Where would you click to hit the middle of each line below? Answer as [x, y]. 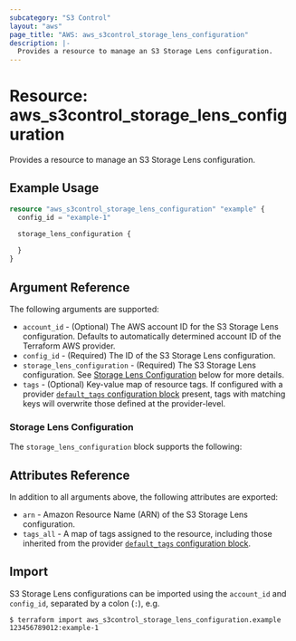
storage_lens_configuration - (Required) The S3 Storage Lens [139, 365]
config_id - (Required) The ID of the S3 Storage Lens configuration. [149, 355]
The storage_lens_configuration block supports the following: [126, 447]
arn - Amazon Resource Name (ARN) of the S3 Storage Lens [135, 515]
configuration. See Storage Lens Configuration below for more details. [153, 374]
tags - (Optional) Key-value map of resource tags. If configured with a [153, 384]
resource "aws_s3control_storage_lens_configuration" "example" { [137, 209]
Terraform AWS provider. [69, 346]
